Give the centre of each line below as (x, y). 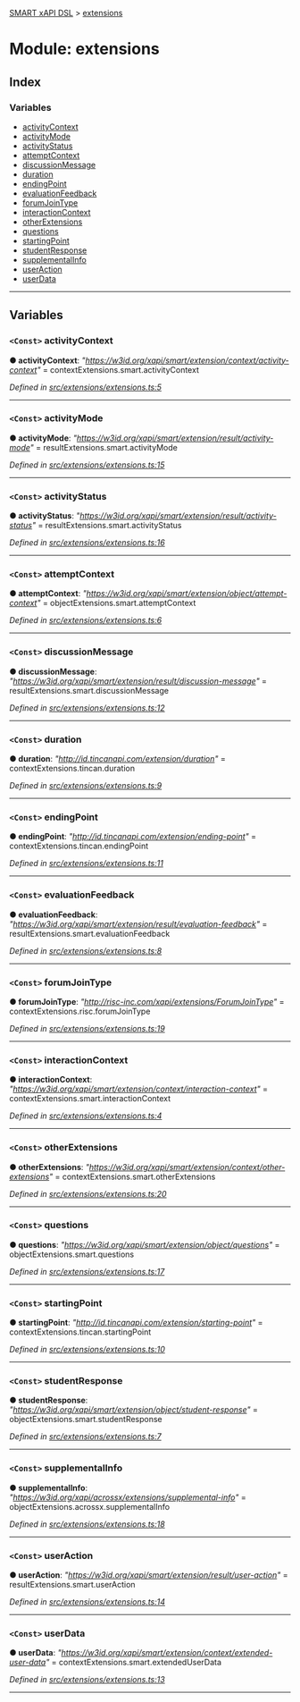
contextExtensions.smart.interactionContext (90, 1099)
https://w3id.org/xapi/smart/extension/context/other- (187, 1167)
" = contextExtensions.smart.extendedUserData (133, 1663)
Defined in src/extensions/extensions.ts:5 (86, 387)
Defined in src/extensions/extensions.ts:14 (87, 1602)
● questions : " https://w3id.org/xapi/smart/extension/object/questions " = (145, 1244)
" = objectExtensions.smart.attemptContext (117, 603)
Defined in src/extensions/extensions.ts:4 (86, 1116)
